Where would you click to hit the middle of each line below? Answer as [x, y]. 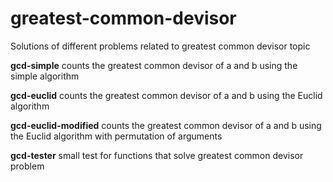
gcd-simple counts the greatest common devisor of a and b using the [154, 65]
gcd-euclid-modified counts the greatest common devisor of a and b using [166, 125]
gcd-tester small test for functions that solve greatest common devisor [157, 155]
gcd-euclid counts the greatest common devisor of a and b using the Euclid [166, 95]
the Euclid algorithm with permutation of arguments [116, 136]
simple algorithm [45, 76]
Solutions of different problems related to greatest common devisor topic [160, 46]
